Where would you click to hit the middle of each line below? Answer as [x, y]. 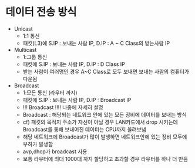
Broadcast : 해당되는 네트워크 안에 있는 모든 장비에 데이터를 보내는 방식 [105, 114]
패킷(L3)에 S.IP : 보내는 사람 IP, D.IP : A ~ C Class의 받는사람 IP [96, 43]
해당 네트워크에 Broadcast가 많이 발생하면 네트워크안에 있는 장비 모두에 [105, 137]
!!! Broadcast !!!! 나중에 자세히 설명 [63, 107]
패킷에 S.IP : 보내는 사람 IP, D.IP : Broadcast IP [77, 100]
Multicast [25, 50]
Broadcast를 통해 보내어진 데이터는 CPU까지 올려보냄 [84, 129]
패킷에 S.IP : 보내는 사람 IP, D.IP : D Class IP [74, 64]
